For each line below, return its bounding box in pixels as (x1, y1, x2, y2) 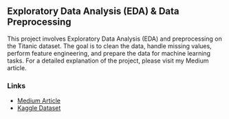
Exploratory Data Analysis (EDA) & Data (7, 6, 180, 17)
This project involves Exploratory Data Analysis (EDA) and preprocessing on (7, 34, 222, 43)
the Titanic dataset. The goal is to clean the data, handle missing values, (7, 41, 212, 50)
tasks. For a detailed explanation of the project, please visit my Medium (7, 56, 209, 65)
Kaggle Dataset (17, 104, 61, 112)
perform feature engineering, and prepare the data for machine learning (7, 49, 211, 57)
